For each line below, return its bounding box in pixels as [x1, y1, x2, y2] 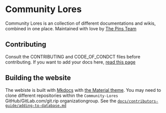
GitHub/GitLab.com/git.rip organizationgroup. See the [5, 97, 117, 104]
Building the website [5, 74, 71, 82]
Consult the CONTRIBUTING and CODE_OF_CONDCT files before [5, 53, 140, 60]
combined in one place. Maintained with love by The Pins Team [5, 25, 137, 31]
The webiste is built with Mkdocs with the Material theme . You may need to [5, 87, 161, 93]
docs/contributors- [117, 98, 158, 104]
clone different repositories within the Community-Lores [5, 92, 119, 98]
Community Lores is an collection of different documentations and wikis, [5, 20, 156, 26]
